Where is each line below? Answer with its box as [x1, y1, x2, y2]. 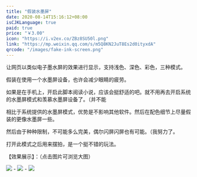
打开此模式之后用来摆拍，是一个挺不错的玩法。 [6, 140, 119, 147]
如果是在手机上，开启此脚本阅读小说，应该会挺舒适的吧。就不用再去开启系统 [6, 88, 191, 96]
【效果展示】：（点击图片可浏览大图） [6, 153, 94, 160]
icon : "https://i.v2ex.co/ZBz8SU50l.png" [6, 36, 109, 42]
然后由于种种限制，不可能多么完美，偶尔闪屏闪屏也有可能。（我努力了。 [6, 128, 178, 135]
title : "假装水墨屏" [6, 8, 52, 15]
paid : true [6, 25, 33, 31]
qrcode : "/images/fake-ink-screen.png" [6, 47, 104, 53]
